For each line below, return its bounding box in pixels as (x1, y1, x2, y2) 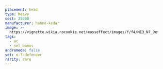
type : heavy (5, 12, 29, 17)
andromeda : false (5, 48, 40, 52)
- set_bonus (9, 43, 34, 48)
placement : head (5, 7, 38, 12)
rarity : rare (5, 57, 32, 62)
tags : (5, 34, 16, 39)
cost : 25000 (5, 16, 29, 21)
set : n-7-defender (5, 52, 42, 57)
